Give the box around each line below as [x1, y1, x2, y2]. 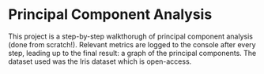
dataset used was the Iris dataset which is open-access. [8, 57, 192, 66]
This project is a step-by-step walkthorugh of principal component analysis [8, 31, 253, 41]
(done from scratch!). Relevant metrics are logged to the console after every [8, 39, 256, 49]
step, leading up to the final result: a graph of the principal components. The [8, 48, 257, 57]
